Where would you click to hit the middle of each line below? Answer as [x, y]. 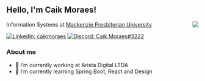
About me [21, 52]
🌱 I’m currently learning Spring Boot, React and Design [84, 71]
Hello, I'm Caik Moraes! [51, 10]
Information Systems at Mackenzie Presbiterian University [79, 24]
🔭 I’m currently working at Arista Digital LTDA [72, 65]
